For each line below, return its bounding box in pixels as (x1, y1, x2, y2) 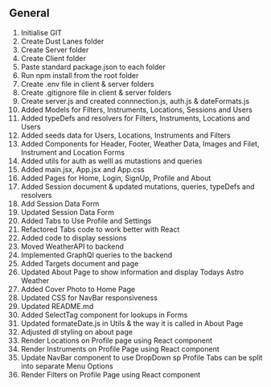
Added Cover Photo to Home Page (20, 284, 136, 294)
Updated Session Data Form (20, 207, 115, 216)
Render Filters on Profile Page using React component (20, 369, 201, 379)
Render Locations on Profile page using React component (20, 336, 212, 345)
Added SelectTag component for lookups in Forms (20, 310, 188, 319)
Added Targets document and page (20, 258, 139, 268)
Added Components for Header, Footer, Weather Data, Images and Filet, (20, 138, 260, 148)
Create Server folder (20, 44, 89, 55)
